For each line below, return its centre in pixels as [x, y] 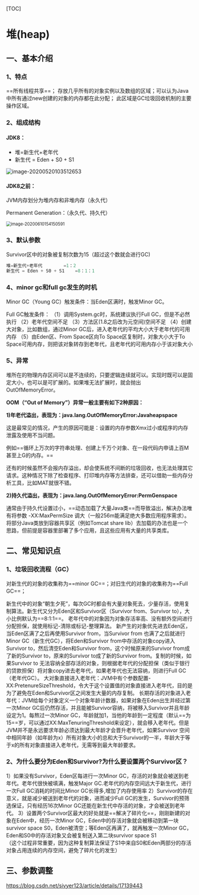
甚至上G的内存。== [30, 455]
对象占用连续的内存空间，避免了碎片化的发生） [63, 850]
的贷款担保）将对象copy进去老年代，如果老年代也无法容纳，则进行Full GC [96, 670]
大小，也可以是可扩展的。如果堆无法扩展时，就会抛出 [76, 382]
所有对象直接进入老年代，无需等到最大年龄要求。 [79, 745]
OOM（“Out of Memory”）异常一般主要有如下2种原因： [75, 402]
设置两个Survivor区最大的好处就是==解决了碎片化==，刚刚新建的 [106, 813]
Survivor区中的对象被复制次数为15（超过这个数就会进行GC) [78, 254]
